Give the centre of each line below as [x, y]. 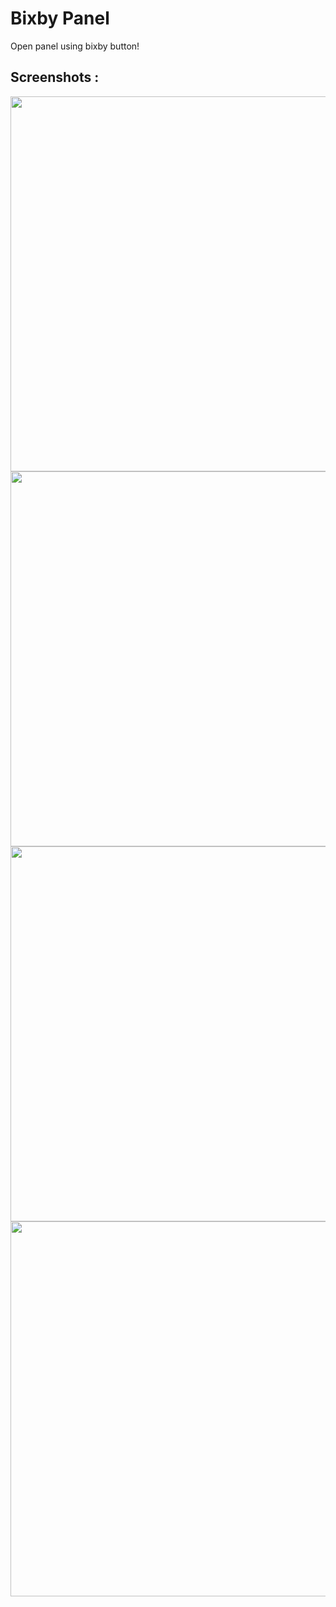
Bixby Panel [60, 18]
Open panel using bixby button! [75, 46]
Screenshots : [55, 77]
